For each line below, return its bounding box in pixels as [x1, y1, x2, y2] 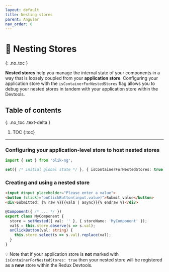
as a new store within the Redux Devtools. [5, 262, 93, 268]
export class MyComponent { [5, 213, 64, 219]
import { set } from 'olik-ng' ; [5, 158, 73, 163]
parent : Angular [5, 17, 39, 22]
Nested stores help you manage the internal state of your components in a [5, 70, 160, 76]
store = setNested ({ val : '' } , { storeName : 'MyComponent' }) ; [10, 218, 147, 223]
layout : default [5, 7, 39, 13]
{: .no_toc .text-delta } [5, 119, 51, 125]
